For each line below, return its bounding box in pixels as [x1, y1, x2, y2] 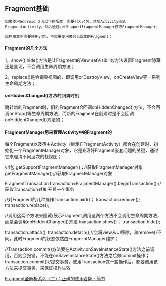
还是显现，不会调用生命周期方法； [5, 64, 75, 70]
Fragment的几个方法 [5, 45, 48, 51]
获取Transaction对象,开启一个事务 [5, 186, 75, 192]
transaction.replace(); [5, 202, 50, 208]
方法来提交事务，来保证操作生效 [5, 265, 71, 271]
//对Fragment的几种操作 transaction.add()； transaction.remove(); [5, 197, 140, 203]
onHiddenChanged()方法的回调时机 [5, 93, 79, 98]
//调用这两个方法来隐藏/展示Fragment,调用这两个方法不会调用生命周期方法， [5, 213, 162, 219]
